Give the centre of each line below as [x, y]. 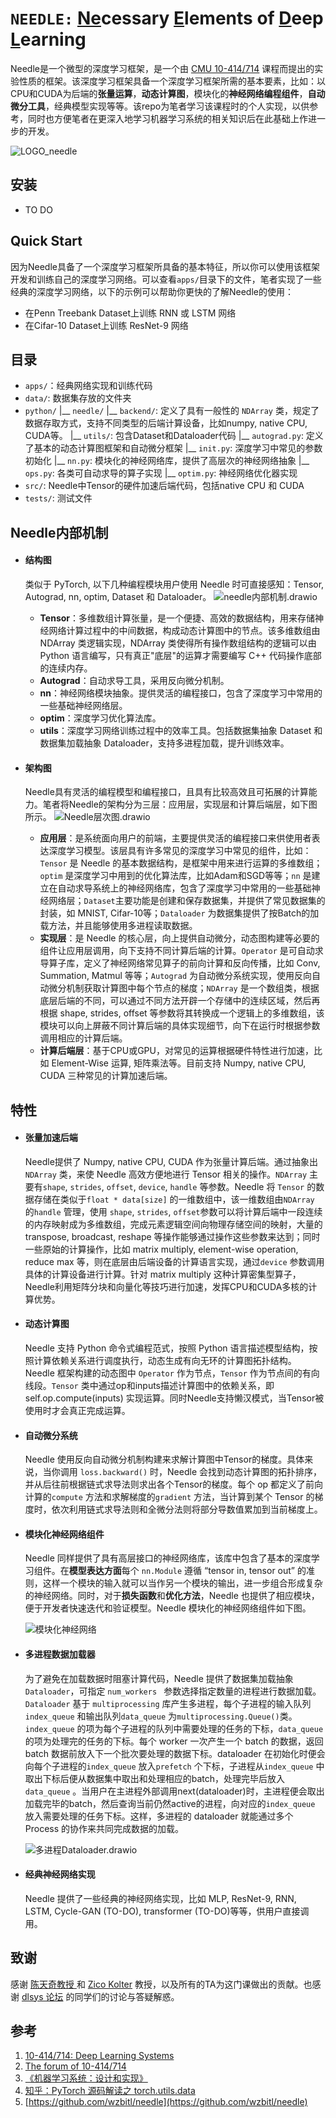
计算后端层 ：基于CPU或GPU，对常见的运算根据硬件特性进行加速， [176, 1051]
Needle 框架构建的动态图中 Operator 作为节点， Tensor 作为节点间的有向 [172, 1373]
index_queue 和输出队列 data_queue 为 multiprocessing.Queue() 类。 [161, 1716]
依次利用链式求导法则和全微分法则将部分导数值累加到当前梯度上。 [187, 1509]
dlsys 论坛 [42, 1996]
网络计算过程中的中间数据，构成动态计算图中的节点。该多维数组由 [184, 630]
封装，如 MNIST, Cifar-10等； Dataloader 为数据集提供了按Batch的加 [179, 913]
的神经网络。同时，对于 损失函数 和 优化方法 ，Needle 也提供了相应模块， [172, 1596]
